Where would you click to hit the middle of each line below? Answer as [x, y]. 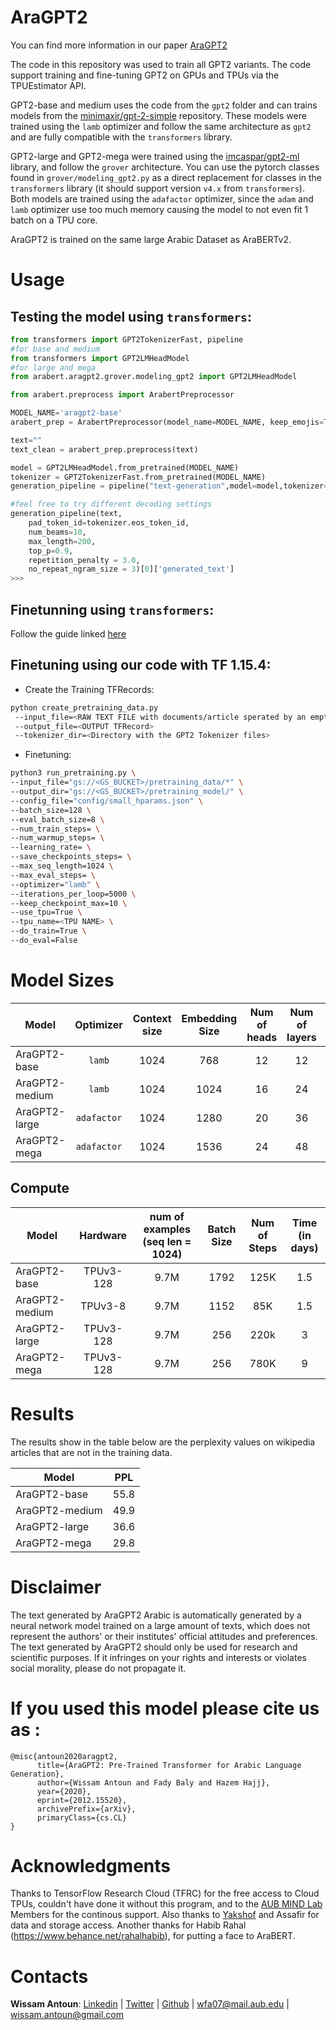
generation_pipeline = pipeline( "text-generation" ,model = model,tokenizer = [169, 486]
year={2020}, [64, 1791]
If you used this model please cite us [165, 1708]
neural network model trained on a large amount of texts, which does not [160, 1625]
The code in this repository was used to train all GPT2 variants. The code [161, 64]
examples [167, 1229]
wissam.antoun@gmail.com [67, 2015]
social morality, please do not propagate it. [98, 1668]
